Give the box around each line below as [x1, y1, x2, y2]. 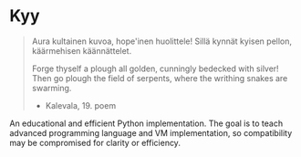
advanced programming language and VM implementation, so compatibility [9, 127, 293, 138]
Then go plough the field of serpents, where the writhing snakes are [31, 72, 288, 83]
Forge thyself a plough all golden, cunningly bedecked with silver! [31, 63, 280, 74]
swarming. [31, 82, 72, 93]
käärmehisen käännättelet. [31, 45, 132, 56]
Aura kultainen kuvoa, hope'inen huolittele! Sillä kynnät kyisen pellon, [31, 36, 293, 47]
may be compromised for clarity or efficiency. [9, 137, 181, 148]
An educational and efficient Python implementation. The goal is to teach [9, 118, 284, 129]
